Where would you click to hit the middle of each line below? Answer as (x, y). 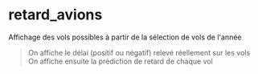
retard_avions (55, 15)
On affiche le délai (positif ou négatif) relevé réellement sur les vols (139, 52)
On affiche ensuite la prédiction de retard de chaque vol (120, 61)
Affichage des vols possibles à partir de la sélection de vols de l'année (125, 37)
